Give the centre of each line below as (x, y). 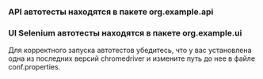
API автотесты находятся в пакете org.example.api (111, 12)
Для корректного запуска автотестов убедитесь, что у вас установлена (130, 51)
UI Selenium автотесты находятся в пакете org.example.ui (125, 32)
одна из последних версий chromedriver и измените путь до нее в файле (132, 58)
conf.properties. (34, 67)
